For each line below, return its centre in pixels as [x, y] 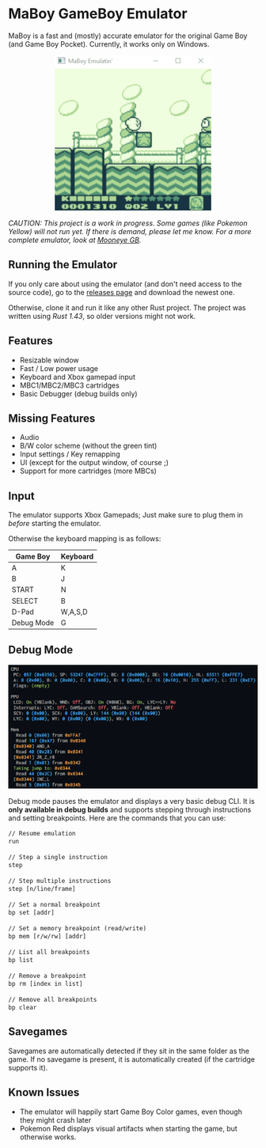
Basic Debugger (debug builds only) [78, 393]
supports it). [28, 1067]
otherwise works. [48, 1137]
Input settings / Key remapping [70, 454]
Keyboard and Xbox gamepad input [78, 377]
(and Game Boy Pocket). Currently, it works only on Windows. [109, 44]
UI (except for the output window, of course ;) [94, 463]
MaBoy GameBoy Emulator [98, 14]
